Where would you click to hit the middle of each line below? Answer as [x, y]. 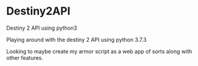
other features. [25, 58]
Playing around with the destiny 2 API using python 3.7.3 [77, 39]
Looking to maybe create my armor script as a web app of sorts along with [99, 51]
